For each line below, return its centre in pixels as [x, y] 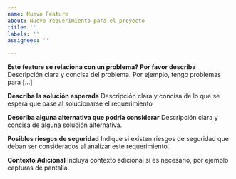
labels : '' [24, 34]
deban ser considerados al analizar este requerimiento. [88, 146]
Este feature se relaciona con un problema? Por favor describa [102, 67]
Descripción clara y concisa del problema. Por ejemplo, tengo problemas [114, 75]
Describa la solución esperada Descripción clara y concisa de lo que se [114, 96]
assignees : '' [29, 41]
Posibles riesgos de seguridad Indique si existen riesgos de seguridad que [118, 139]
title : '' [22, 27]
